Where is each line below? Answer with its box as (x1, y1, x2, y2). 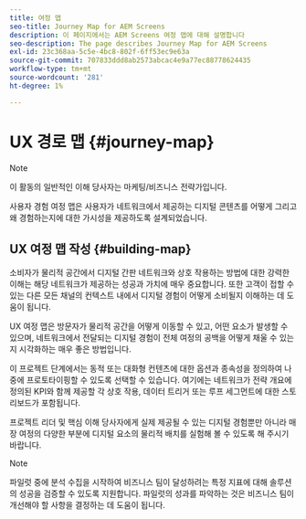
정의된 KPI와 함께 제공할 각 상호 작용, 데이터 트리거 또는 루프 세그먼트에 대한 (9, 386, 280, 397)
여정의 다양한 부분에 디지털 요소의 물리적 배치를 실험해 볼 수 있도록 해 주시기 (18, 429, 290, 440)
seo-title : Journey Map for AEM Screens (9, 22, 166, 31)
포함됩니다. (40, 397, 80, 408)
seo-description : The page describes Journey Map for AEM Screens (9, 38, 268, 48)
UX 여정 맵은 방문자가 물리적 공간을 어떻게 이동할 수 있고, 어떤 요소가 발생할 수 (9, 321, 289, 332)
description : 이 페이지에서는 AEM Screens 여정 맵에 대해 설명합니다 (9, 30, 245, 39)
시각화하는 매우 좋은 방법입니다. (18, 344, 132, 355)
